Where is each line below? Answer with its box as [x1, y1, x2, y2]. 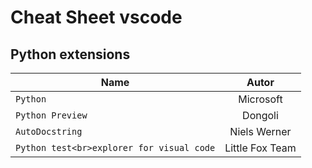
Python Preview [15, 110, 88, 121]
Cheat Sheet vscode [10, 6, 183, 29]
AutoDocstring [15, 126, 83, 137]
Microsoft [238, 92, 283, 106]
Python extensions [10, 46, 131, 63]
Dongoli [242, 109, 279, 122]
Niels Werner [229, 125, 292, 138]
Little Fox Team [224, 141, 297, 155]
